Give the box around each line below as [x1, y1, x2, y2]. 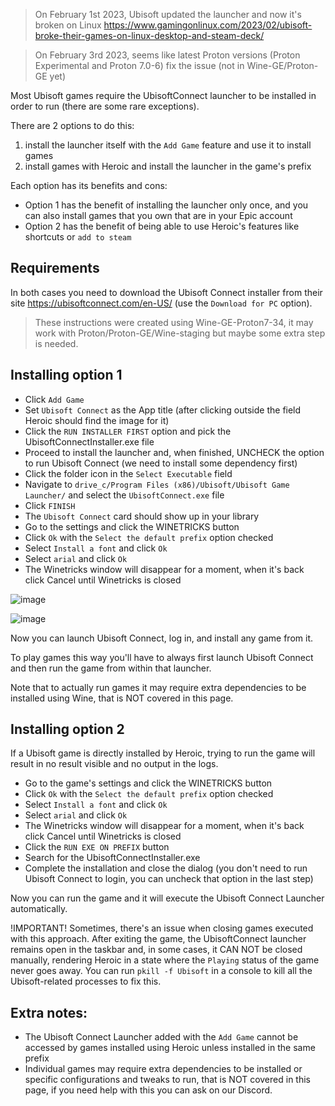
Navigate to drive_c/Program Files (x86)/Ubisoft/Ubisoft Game [24, 478, 290, 490]
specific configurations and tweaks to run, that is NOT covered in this [24, 1074, 311, 1086]
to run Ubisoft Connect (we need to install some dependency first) [24, 457, 298, 469]
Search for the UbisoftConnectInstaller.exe [24, 852, 201, 864]
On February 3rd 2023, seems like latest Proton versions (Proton [34, 49, 301, 61]
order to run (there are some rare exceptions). [10, 100, 200, 112]
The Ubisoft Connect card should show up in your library [24, 510, 260, 522]
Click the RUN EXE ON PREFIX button [24, 841, 170, 853]
